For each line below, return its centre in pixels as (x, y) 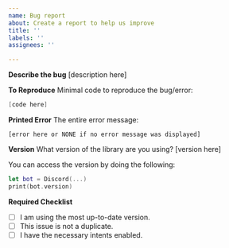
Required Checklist (41, 201)
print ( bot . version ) (41, 186)
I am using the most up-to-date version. (85, 217)
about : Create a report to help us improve (82, 23)
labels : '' (26, 38)
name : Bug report (37, 15)
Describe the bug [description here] (68, 75)
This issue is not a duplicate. (66, 226)
